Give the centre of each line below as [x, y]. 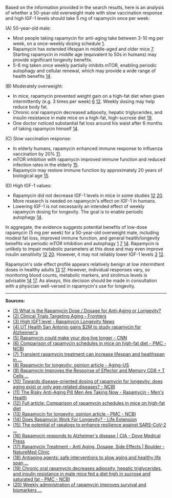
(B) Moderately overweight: [34, 86]
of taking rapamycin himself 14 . [46, 128]
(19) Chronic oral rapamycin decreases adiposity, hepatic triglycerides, [87, 468]
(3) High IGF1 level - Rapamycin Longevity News [63, 321]
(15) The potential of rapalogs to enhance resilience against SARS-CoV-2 [89, 425]
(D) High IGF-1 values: [29, 186]
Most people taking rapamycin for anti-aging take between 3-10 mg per [88, 38]
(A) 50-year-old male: [28, 28]
